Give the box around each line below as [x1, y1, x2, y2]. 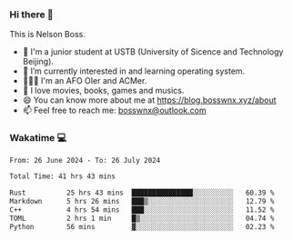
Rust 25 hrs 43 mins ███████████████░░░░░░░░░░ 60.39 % [9, 188, 275, 198]
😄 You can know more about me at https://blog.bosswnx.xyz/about [22, 95, 277, 105]
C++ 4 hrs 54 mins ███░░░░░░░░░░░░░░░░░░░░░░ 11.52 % [9, 205, 275, 215]
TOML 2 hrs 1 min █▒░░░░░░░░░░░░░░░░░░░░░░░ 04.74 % [9, 214, 275, 223]
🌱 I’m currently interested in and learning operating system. [22, 65, 246, 76]
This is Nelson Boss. [9, 29, 86, 40]
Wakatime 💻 [9, 132, 67, 145]
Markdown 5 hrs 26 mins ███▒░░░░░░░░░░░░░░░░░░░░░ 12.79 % [9, 197, 275, 206]
